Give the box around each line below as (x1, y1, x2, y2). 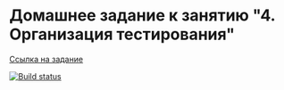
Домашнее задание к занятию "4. (9, 5, 275, 26)
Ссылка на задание (9, 53, 83, 64)
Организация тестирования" (9, 24, 235, 45)
